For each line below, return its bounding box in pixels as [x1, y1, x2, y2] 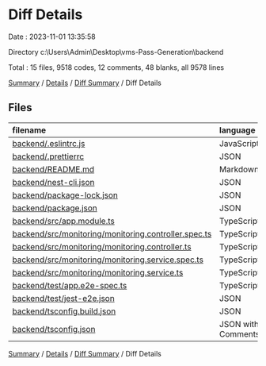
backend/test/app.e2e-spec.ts [12, 279, 127, 291]
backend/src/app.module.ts [12, 215, 115, 226]
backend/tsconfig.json [12, 323, 96, 334]
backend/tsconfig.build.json [12, 306, 116, 317]
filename [12, 125, 47, 136]
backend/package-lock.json [12, 189, 119, 200]
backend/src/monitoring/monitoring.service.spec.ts [12, 254, 204, 265]
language [218, 125, 256, 136]
